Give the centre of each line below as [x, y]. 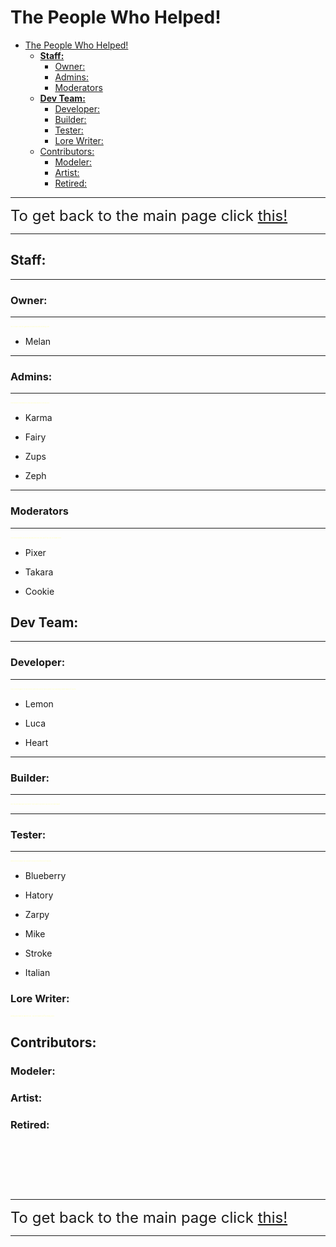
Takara [39, 572]
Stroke [38, 953]
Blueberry [45, 876]
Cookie [39, 591]
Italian [37, 973]
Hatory [39, 895]
